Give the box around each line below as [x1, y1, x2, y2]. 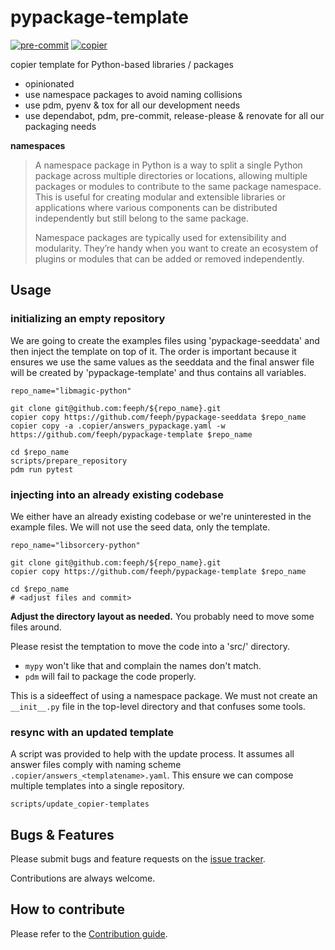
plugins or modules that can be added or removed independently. [34, 252, 305, 265]
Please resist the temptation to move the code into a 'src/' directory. [10, 640, 291, 652]
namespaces [10, 139, 66, 151]
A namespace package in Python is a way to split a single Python [34, 159, 303, 171]
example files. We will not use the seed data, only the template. [10, 521, 271, 533]
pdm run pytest [10, 464, 74, 475]
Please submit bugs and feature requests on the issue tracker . [10, 853, 266, 865]
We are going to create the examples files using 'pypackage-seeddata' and [10, 334, 320, 346]
